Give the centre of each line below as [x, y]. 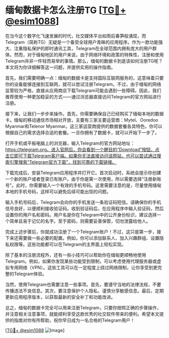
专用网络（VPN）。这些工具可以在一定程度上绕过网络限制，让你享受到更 [83, 267]
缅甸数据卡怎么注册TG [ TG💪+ [66, 10]
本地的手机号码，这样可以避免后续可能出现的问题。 [58, 191]
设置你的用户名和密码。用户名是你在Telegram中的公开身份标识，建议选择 [81, 214]
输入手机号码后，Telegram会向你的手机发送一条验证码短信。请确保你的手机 [83, 202]
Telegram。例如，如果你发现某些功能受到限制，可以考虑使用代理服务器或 [81, 261]
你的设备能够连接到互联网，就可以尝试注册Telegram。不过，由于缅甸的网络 [83, 84]
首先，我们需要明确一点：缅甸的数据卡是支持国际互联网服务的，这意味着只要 [84, 78]
